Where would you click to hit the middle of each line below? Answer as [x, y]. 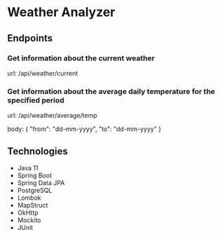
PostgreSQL [35, 190]
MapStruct [33, 205]
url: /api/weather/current [43, 73]
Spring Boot [35, 175]
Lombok [29, 198]
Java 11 [28, 168]
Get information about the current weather [81, 58]
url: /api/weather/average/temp [53, 116]
